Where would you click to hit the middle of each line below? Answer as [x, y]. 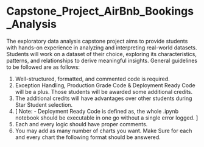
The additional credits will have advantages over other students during [104, 98]
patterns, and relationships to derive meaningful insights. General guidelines [102, 60]
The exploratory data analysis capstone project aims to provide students [97, 41]
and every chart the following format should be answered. [88, 137]
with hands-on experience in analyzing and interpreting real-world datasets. [102, 48]
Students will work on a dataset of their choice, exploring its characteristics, [101, 54]
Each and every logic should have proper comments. [81, 124]
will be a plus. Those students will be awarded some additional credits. [104, 91]
